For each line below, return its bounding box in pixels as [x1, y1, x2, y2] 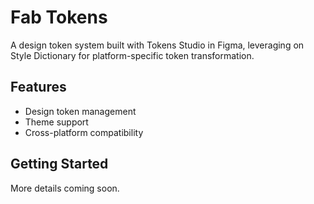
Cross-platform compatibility [24, 126, 144, 138]
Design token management [24, 105, 137, 117]
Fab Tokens [10, 6, 108, 29]
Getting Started [10, 156, 109, 173]
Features [10, 79, 67, 96]
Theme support [24, 116, 89, 128]
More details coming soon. [10, 182, 120, 194]
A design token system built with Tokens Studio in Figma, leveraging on [10, 39, 305, 51]
